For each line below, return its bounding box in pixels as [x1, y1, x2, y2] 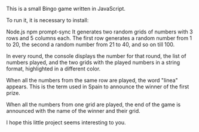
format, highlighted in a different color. [6, 65, 101, 72]
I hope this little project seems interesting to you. [6, 119, 127, 126]
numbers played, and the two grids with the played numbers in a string [6, 59, 180, 66]
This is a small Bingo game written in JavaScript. [6, 5, 125, 12]
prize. [6, 90, 21, 96]
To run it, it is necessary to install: [6, 17, 89, 23]
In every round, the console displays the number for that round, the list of [6, 53, 186, 59]
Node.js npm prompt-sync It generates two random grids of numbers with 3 [6, 28, 193, 35]
